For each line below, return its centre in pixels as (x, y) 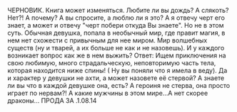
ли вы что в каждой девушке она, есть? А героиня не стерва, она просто (119, 85)
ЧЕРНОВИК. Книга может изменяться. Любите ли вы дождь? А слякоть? (118, 10)
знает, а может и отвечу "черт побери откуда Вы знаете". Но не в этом (116, 25)
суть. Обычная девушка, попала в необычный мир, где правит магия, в (116, 33)
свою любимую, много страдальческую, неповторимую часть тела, (112, 63)
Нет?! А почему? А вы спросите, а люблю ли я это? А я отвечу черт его (116, 18)
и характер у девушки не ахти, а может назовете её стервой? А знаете (116, 78)
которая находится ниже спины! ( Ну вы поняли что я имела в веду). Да (117, 71)
